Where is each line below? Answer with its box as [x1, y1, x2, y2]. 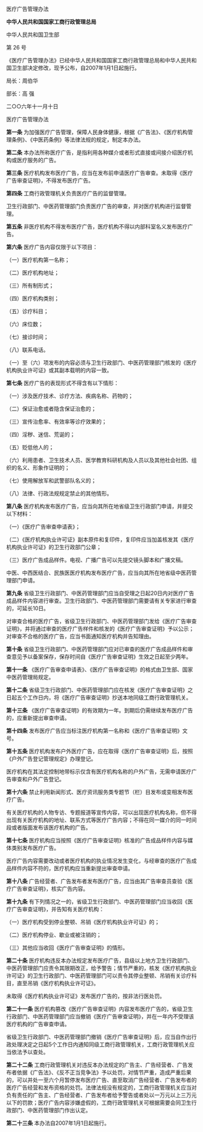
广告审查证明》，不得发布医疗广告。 [6, 177, 94, 184]
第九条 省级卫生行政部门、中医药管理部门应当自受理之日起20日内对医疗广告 [6, 590, 195, 597]
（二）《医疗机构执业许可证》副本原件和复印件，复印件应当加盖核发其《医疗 [6, 536, 195, 543]
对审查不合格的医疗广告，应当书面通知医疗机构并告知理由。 [6, 633, 155, 640]
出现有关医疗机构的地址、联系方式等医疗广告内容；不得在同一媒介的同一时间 [6, 816, 197, 824]
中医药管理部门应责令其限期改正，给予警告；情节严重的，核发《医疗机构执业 [6, 964, 197, 972]
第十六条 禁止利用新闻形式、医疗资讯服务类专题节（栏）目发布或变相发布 [6, 789, 188, 795]
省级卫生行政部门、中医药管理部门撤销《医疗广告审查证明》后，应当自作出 [6, 1033, 192, 1040]
